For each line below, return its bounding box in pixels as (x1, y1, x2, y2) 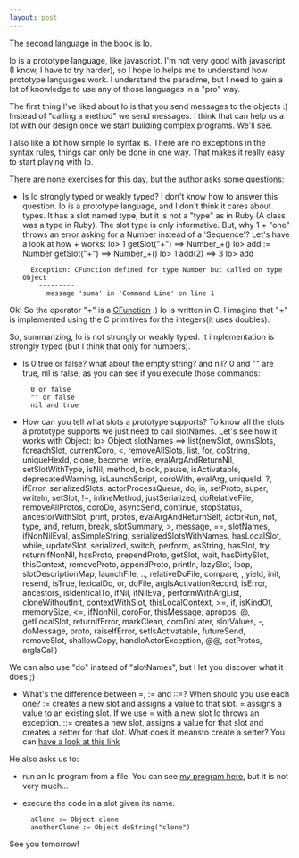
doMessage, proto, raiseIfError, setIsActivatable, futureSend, (21, 625, 246, 636)
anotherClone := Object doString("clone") (30, 822, 191, 832)
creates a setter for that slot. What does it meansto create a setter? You (21, 726, 286, 737)
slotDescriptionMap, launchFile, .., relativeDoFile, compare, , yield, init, (21, 568, 281, 579)
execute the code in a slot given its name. (21, 797, 176, 808)
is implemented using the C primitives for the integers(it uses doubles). (9, 314, 270, 325)
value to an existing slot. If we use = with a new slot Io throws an (21, 708, 260, 718)
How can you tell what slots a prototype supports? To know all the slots (21, 416, 285, 427)
